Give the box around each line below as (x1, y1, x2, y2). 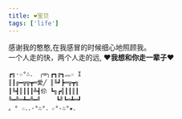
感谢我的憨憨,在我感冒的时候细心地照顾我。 (8, 42, 152, 52)
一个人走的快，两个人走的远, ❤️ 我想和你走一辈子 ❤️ (8, 52, 175, 62)
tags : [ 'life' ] (8, 19, 59, 27)
